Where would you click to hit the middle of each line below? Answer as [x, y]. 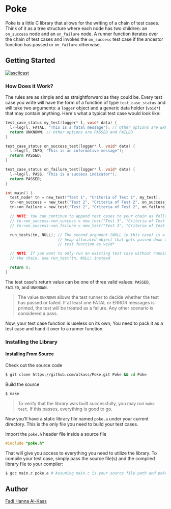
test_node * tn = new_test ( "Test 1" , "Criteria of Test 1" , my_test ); [85, 197]
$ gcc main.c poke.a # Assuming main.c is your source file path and [81, 473]
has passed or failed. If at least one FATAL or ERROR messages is [86, 302]
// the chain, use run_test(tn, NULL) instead [60, 258]
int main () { [19, 193]
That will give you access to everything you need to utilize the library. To [81, 453]
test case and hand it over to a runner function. [54, 328]
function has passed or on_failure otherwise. [53, 44]
